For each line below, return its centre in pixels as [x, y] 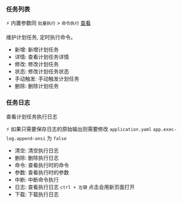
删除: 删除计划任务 [37, 86]
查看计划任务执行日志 [32, 116]
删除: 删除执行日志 [37, 157]
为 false [57, 138]
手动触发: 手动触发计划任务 [47, 79]
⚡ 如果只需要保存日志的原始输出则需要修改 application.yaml [79, 129]
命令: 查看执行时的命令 [42, 165]
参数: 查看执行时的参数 [42, 172]
